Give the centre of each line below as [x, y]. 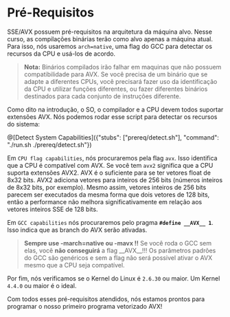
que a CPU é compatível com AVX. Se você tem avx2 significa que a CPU [110, 165]
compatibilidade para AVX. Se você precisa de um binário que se [116, 74]
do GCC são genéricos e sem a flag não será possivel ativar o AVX [118, 258]
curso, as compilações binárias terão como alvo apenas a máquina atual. [110, 39]
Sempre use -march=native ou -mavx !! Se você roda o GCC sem [117, 243]
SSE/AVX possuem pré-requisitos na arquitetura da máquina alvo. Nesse [110, 32]
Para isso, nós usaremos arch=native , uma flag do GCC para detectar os [110, 46]
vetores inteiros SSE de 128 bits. [53, 209]
